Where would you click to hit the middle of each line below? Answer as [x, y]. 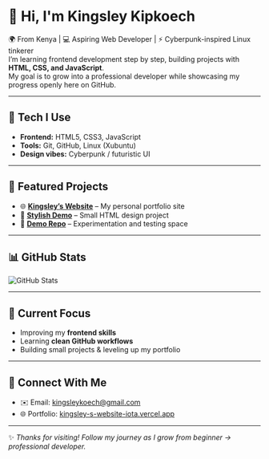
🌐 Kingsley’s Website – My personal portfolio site [102, 206]
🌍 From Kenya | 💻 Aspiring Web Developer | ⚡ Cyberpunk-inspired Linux [129, 39]
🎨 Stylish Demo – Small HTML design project [94, 215]
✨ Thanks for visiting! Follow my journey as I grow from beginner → [120, 437]
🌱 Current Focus [50, 313]
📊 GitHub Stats [47, 257]
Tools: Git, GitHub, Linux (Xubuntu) [78, 145]
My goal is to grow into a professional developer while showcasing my [124, 76]
